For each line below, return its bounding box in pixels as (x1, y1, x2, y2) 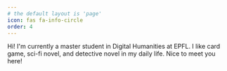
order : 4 (7, 23, 33, 30)
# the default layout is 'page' (7, 10, 102, 17)
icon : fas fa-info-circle (7, 17, 83, 24)
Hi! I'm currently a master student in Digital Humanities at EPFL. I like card (7, 42, 221, 51)
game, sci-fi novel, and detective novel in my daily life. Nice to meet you (7, 49, 216, 58)
